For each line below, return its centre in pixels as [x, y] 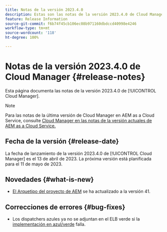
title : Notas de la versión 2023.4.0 [44, 10]
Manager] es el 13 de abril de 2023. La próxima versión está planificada [78, 158]
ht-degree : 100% [22, 38]
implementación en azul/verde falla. [49, 225]
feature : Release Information [37, 19]
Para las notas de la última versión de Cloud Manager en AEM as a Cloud [80, 115]
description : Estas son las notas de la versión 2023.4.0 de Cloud [77, 14]
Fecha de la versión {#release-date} [62, 141]
